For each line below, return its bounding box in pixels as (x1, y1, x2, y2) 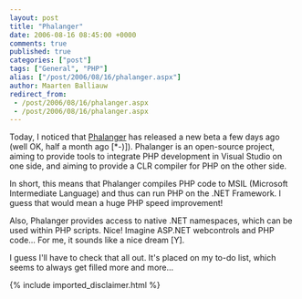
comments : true (9, 38, 68, 48)
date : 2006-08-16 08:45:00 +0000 (9, 30, 137, 39)
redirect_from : (9, 89, 68, 98)
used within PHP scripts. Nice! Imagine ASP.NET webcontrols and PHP (9, 225, 276, 236)
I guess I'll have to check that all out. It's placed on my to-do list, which (9, 253, 276, 263)
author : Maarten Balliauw (9, 81, 108, 90)
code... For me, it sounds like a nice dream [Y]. (9, 234, 185, 246)
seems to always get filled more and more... (9, 262, 174, 273)
